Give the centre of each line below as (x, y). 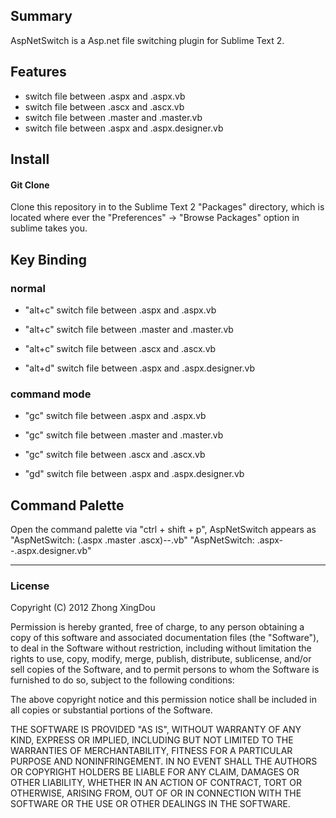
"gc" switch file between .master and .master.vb (124, 435)
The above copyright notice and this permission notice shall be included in (163, 700)
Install (30, 159)
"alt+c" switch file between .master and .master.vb (129, 329)
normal (28, 288)
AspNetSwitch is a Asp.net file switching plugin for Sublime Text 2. (147, 40)
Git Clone (30, 185)
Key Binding (48, 259)
